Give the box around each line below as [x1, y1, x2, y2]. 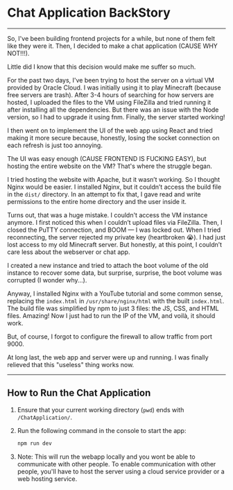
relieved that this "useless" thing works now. [7, 360, 135, 369]
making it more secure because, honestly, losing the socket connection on [7, 133, 220, 142]
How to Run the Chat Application [7, 387, 151, 399]
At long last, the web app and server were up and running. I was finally [7, 353, 209, 362]
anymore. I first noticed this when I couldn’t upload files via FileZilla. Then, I [7, 218, 223, 226]
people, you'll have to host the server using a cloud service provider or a [17, 467, 225, 475]
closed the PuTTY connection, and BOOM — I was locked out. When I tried [7, 226, 221, 234]
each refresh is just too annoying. [7, 141, 103, 149]
